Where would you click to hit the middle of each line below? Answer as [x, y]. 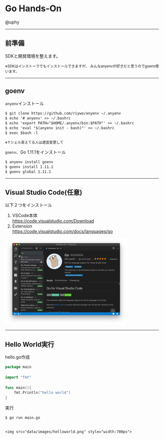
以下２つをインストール [29, 205]
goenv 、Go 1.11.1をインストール [35, 152]
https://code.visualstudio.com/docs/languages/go [62, 231]
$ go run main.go [23, 418]
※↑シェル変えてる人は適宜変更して [34, 142]
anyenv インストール [24, 103]
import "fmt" [18, 377]
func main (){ [18, 388]
